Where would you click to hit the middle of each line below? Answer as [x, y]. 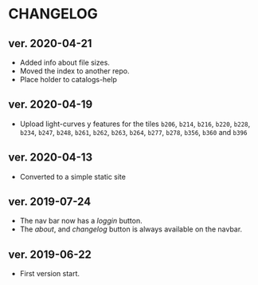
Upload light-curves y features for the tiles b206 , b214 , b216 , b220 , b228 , [135, 124]
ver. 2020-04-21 [50, 44]
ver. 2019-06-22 [50, 254]
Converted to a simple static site [72, 176]
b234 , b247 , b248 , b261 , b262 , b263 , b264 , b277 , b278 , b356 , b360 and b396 [133, 132]
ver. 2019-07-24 [50, 202]
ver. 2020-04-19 [51, 105]
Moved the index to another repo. [74, 71]
